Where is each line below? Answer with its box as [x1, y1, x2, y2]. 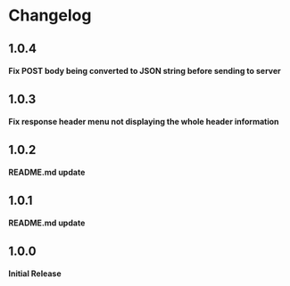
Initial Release [8, 268, 62, 279]
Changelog [8, 5, 92, 26]
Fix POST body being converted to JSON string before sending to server [8, 66, 282, 77]
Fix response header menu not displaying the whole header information [8, 117, 279, 127]
